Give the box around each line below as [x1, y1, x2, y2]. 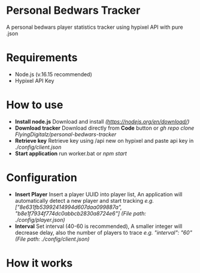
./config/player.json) [14, 216, 65, 223]
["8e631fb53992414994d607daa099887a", [14, 203, 122, 211]
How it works [6, 256, 73, 270]
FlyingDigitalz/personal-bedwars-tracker [14, 130, 117, 138]
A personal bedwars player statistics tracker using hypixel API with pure [6, 23, 184, 31]
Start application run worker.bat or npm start [14, 149, 127, 157]
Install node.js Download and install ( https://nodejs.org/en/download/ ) [14, 118, 190, 125]
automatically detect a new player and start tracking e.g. [14, 197, 154, 204]
